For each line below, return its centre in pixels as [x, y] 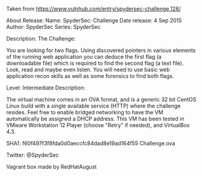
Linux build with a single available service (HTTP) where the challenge [93, 106]
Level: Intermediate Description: [46, 88]
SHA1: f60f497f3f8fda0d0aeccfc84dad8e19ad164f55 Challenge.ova [91, 143]
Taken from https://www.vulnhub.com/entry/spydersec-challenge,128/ [93, 9]
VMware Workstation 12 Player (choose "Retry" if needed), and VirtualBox [98, 125]
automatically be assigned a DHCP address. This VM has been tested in [95, 119]
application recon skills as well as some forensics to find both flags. [90, 76]
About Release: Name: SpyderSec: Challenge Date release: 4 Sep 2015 [94, 20]
